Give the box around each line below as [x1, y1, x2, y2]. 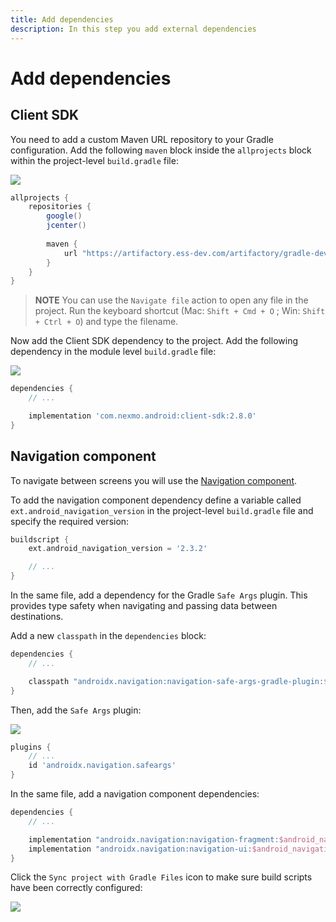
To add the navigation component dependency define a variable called [10, 494, 302, 506]
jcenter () [46, 221, 87, 231]
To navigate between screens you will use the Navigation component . [10, 474, 298, 486]
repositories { [28, 202, 92, 212]
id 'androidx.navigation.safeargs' [28, 761, 177, 771]
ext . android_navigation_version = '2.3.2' [28, 544, 208, 554]
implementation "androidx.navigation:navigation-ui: [28, 844, 253, 854]
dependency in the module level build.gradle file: [10, 346, 217, 358]
